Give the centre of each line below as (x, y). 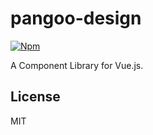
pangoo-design (76, 18)
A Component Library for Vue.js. (77, 65)
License (35, 97)
